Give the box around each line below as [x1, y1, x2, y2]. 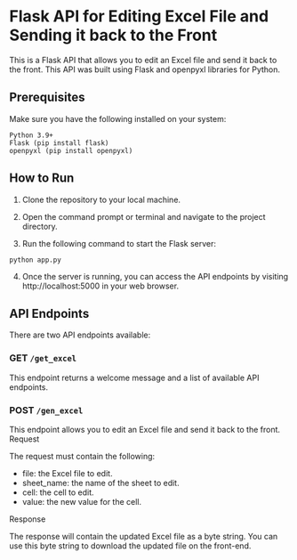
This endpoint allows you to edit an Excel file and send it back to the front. [9, 424, 281, 434]
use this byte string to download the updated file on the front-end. [9, 540, 252, 551]
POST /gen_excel [9, 403, 84, 416]
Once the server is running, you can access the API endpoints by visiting [21, 271, 289, 281]
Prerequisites [9, 90, 85, 105]
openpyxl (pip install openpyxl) [9, 146, 133, 155]
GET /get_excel [9, 352, 77, 364]
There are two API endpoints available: [9, 329, 151, 340]
